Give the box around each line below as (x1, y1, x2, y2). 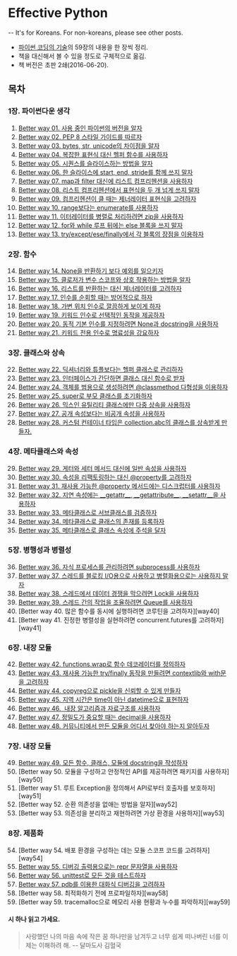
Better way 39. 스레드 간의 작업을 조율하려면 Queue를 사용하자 (18, 597, 193, 606)
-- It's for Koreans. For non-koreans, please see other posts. (8, 28, 183, 37)
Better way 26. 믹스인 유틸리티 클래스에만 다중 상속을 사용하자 (18, 401, 191, 409)
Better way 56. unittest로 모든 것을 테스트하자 (18, 871, 147, 880)
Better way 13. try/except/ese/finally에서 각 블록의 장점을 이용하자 (18, 230, 204, 238)
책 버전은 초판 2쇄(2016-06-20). (18, 60, 109, 69)
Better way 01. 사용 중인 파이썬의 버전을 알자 (18, 124, 143, 132)
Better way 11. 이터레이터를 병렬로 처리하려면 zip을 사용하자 (18, 212, 184, 221)
